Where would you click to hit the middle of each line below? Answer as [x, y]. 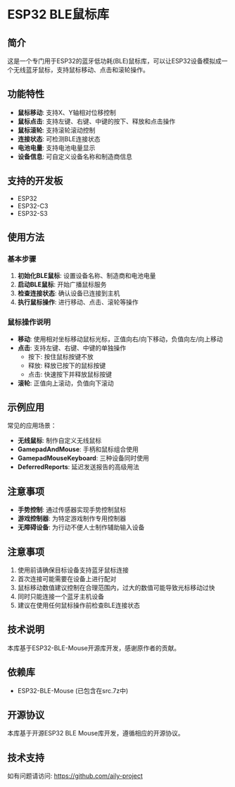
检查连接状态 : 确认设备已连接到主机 [69, 293]
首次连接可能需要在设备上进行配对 [67, 579]
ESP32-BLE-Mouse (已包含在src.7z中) [73, 690]
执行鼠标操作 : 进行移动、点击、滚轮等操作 [78, 302]
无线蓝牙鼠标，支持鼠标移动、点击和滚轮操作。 [81, 70]
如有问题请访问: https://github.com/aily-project [75, 776]
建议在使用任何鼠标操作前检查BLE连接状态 [79, 605]
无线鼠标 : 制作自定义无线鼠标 [59, 441]
